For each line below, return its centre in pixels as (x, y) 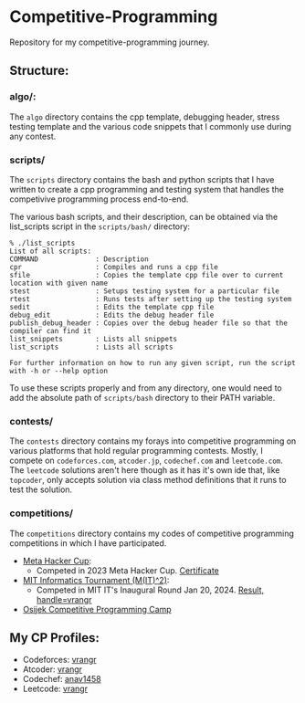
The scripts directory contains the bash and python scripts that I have (142, 179)
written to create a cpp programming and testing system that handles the (147, 189)
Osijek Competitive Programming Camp (97, 609)
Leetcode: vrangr (55, 689)
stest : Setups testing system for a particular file (145, 291)
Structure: (39, 71)
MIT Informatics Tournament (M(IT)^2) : (96, 580)
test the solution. (41, 489)
